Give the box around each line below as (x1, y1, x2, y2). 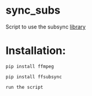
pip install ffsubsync (5, 73, 62, 80)
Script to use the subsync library (5, 23, 86, 30)
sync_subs (5, 4, 61, 17)
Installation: (5, 44, 66, 57)
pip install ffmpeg (5, 63, 54, 69)
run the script (5, 84, 44, 90)
